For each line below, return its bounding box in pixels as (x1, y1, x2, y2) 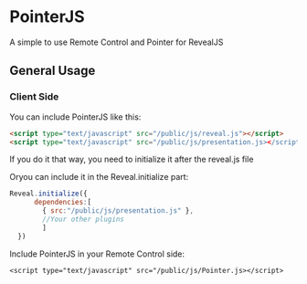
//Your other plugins (42, 215, 125, 224)
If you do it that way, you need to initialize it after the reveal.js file (9, 153, 254, 165)
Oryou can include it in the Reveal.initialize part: (9, 172, 189, 183)
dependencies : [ (33, 198, 92, 207)
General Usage (9, 63, 96, 79)
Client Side (9, 90, 59, 103)
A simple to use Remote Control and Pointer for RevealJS (9, 37, 224, 47)
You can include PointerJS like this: (9, 111, 142, 122)
